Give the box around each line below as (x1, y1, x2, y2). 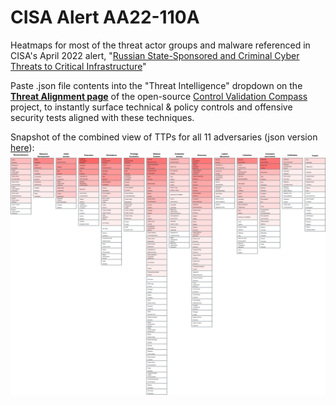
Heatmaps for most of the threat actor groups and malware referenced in (10, 39, 311, 51)
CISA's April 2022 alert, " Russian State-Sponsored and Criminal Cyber (10, 49, 300, 61)
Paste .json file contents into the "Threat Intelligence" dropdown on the (10, 79, 303, 91)
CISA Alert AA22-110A (10, 6, 200, 29)
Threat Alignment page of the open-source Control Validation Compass (10, 90, 308, 102)
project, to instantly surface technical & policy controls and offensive (10, 101, 293, 113)
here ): (10, 141, 35, 153)
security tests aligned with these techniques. (10, 111, 195, 123)
